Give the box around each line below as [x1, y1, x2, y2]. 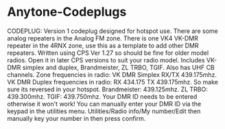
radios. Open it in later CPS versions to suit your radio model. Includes [7, 56, 205, 64]
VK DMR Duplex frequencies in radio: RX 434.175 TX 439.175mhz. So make [7, 78, 218, 86]
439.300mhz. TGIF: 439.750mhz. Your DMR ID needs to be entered [7, 92, 198, 100]
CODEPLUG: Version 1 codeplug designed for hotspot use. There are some [7, 27, 218, 35]
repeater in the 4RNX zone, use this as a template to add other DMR [7, 41, 199, 49]
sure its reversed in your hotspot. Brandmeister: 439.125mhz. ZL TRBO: [7, 85, 208, 93]
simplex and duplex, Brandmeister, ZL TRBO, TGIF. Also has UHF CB [22, 63, 215, 71]
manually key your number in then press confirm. [7, 114, 146, 122]
